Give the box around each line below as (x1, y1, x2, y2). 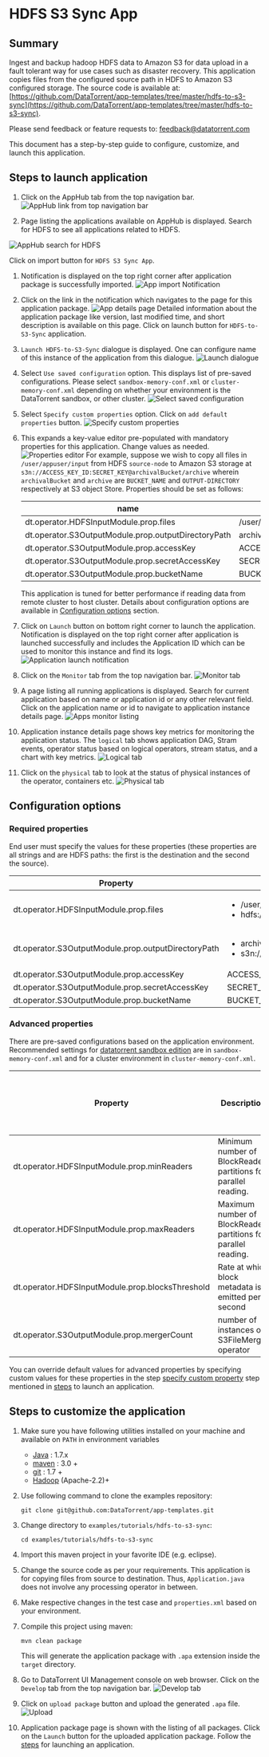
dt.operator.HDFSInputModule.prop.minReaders (13, 1160, 193, 1171)
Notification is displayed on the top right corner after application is (20, 630, 239, 639)
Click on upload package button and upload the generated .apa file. (20, 1699, 240, 1708)
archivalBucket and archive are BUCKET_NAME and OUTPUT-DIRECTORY (20, 476, 240, 485)
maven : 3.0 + (32, 1458, 78, 1468)
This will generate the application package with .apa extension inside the (20, 1651, 260, 1660)
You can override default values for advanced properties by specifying (9, 1364, 242, 1374)
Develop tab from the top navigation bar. (20, 1683, 152, 1692)
